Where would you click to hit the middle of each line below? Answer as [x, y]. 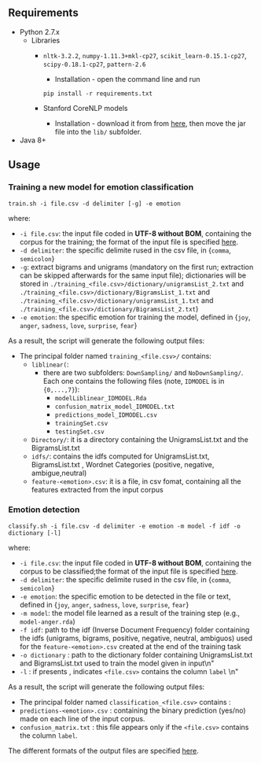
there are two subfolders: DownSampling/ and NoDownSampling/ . [143, 372]
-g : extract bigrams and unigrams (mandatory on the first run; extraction [136, 267]
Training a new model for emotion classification [101, 187]
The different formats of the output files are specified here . [103, 750]
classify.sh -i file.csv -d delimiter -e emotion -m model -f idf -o [125, 526]
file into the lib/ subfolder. [98, 131]
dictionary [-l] [35, 533]
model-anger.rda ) [48, 621]
